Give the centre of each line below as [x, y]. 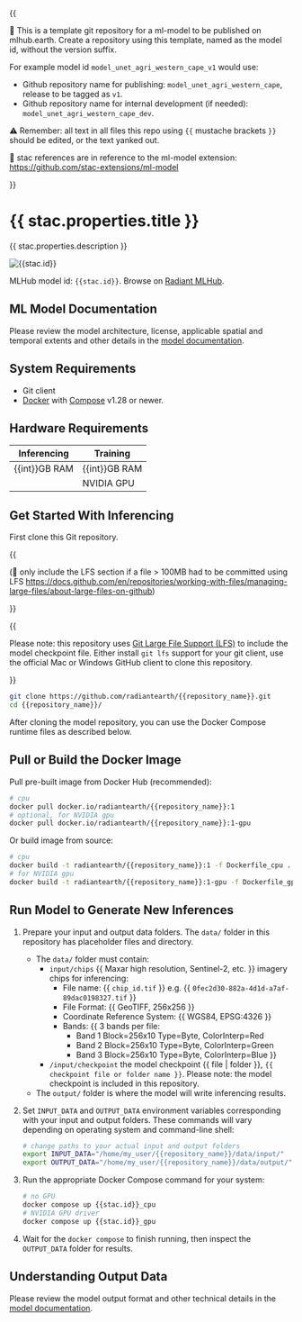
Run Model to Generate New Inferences [122, 910]
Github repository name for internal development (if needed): [135, 104]
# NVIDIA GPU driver [61, 1213]
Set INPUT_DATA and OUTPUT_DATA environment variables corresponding [151, 1110]
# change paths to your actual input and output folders [131, 1146]
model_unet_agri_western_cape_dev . [88, 113]
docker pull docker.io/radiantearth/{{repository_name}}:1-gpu [130, 823]
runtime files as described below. [71, 731]
